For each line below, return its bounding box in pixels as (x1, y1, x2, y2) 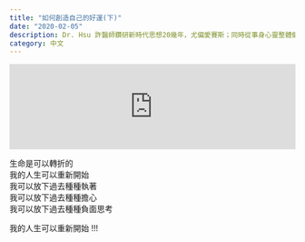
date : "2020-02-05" (9, 22, 84, 31)
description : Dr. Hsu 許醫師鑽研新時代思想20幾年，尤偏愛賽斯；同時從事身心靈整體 (9, 30, 292, 39)
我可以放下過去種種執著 (9, 181, 97, 192)
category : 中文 (9, 38, 64, 48)
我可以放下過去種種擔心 (9, 192, 97, 203)
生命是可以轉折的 (9, 158, 74, 169)
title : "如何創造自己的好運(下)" (9, 13, 123, 23)
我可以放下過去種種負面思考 (9, 204, 113, 215)
